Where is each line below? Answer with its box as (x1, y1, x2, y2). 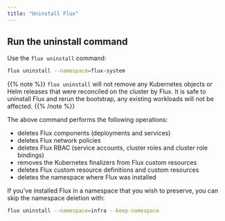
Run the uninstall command (7, 36, 128, 48)
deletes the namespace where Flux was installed (17, 173, 156, 182)
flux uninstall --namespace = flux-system (7, 67, 126, 75)
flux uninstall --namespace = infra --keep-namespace (7, 207, 159, 215)
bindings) (17, 151, 45, 159)
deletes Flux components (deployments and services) (17, 129, 171, 137)
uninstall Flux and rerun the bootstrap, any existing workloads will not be (7, 95, 215, 103)
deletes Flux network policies (17, 136, 102, 145)
